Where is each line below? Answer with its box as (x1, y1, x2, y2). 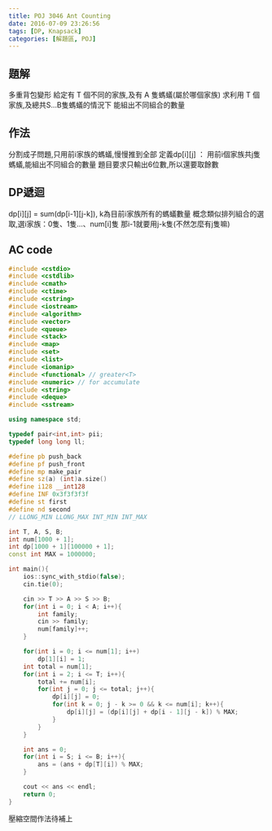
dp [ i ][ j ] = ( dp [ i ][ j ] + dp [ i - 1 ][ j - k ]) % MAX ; (66, 708, 239, 716)
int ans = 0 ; (23, 746, 68, 754)
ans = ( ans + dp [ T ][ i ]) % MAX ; (37, 760, 144, 769)
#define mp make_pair (8, 467, 82, 476)
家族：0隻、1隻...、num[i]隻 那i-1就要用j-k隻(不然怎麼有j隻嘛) (26, 219, 230, 229)
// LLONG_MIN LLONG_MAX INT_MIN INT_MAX (8, 513, 148, 521)
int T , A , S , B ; (8, 527, 64, 536)
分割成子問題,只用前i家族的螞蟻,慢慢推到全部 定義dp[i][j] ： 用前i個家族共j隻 (8, 149, 261, 159)
